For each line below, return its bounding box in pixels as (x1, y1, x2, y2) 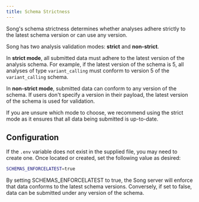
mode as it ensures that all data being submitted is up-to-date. (6, 115, 159, 122)
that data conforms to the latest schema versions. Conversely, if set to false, (6, 183, 192, 190)
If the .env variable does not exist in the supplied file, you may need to (6, 148, 178, 155)
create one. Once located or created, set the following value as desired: (6, 154, 181, 162)
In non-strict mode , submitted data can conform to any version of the (6, 84, 176, 92)
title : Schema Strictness (6, 8, 70, 15)
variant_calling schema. (6, 73, 69, 80)
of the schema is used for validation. (6, 97, 95, 105)
